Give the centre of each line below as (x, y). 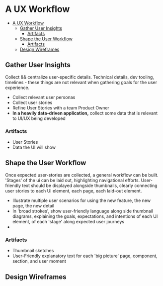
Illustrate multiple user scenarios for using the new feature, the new (81, 200)
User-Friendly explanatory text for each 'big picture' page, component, (85, 256)
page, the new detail (33, 205)
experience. (17, 88)
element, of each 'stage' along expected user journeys (68, 221)
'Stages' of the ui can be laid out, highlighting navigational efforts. (73, 180)
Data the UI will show (34, 147)
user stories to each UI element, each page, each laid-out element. (74, 191)
